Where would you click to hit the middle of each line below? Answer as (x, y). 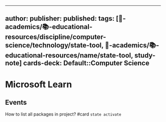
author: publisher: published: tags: (60, 18)
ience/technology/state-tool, (54, 46)
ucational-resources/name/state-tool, (69, 55)
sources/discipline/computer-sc (56, 37)
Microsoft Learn (39, 84)
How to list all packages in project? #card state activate (63, 114)
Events (16, 102)
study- (145, 55)
